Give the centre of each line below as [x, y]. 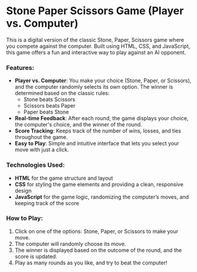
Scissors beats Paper [49, 106]
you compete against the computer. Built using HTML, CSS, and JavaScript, [98, 46]
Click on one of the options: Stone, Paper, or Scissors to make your [96, 231]
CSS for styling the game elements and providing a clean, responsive [99, 184]
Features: [20, 67]
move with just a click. [42, 150]
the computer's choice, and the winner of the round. [78, 125]
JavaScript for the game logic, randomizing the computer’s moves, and [102, 197]
